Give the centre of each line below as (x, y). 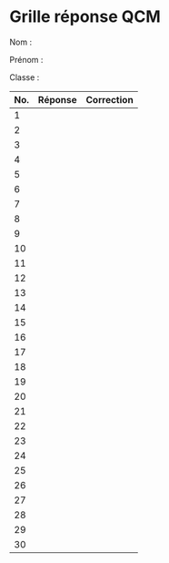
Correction (109, 99)
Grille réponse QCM (85, 17)
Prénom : (26, 59)
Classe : (25, 77)
